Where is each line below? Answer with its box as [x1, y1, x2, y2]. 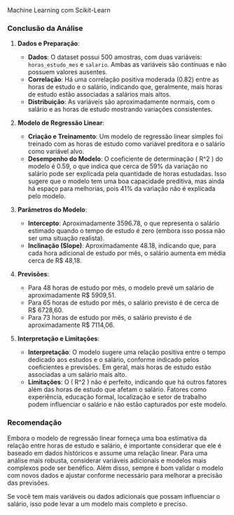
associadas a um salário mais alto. [27, 370, 128, 379]
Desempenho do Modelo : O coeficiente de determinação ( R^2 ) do [27, 154, 223, 163]
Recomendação [7, 417, 62, 427]
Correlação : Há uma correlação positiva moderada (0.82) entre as [27, 75, 219, 83]
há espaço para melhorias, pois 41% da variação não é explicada [27, 185, 216, 193]
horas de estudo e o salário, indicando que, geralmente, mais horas [27, 83, 223, 91]
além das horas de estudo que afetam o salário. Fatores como [27, 385, 207, 394]
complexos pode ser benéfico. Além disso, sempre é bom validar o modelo [7, 463, 223, 472]
